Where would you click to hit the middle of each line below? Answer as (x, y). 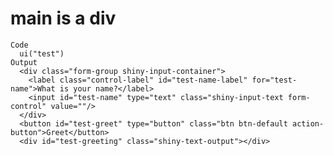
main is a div (63, 18)
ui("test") (42, 53)
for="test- (274, 80)
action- (308, 123)
